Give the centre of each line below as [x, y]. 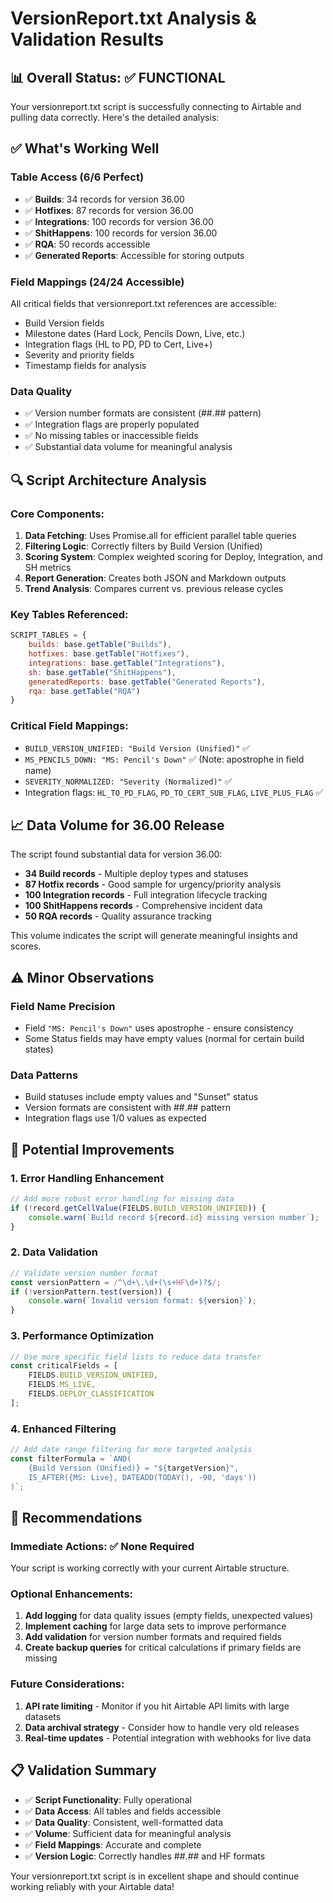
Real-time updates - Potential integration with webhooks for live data [168, 1738]
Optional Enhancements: [72, 1594]
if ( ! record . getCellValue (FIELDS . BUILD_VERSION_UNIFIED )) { [138, 1208]
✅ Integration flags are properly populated [112, 424]
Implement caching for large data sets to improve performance [155, 1626]
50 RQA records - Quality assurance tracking [118, 916]
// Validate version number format [84, 1273]
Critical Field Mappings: [69, 726]
